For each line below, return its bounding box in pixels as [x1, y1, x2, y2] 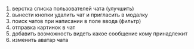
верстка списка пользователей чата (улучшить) [11, 5, 134, 12]
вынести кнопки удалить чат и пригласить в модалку [11, 11, 148, 18]
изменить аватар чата [11, 37, 69, 43]
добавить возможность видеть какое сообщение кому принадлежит [11, 30, 188, 37]
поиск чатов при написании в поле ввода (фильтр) [11, 18, 141, 24]
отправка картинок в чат [11, 24, 76, 31]
